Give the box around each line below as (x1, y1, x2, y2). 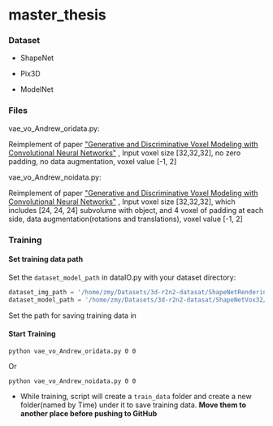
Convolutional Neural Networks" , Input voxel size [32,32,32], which (8, 197, 236, 206)
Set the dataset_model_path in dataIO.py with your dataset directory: (8, 272, 236, 282)
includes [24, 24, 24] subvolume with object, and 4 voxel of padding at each (8, 205, 264, 215)
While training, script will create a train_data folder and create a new (19, 391, 252, 401)
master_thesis (8, 6, 107, 24)
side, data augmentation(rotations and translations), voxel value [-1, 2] (8, 214, 244, 224)
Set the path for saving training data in (8, 311, 136, 320)
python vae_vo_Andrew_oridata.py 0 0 (8, 347, 136, 355)
